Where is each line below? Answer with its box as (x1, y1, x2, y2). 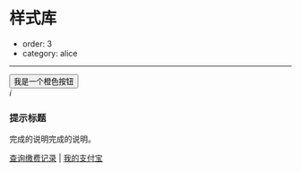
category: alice (21, 47, 78, 58)
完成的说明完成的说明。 (9, 133, 96, 144)
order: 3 (21, 38, 52, 49)
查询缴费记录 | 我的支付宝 (9, 153, 103, 164)
